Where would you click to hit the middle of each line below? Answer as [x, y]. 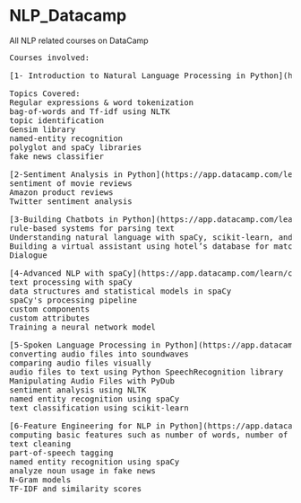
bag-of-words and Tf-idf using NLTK [90, 111]
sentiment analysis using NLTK [78, 390]
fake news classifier [57, 156]
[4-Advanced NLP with [57, 273]
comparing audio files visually [80, 363]
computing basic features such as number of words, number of [149, 435]
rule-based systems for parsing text [92, 228]
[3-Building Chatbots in [64, 219]
